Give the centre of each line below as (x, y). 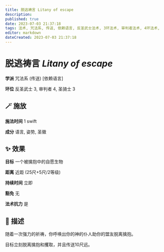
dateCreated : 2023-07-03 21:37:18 (41, 38)
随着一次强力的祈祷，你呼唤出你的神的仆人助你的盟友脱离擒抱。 (70, 234)
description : (19, 14)
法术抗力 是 (17, 204)
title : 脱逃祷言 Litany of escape (39, 10)
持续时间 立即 (19, 183)
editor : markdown (23, 33)
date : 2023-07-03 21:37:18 (33, 24)
